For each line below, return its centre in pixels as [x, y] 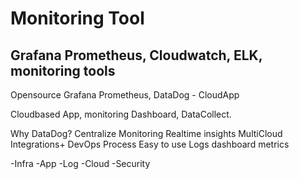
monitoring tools [63, 70]
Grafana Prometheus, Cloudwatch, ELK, [136, 55]
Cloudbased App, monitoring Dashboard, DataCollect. [121, 114]
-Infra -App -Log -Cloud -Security [80, 163]
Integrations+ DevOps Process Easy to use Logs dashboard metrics [150, 144]
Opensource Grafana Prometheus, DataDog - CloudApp [125, 95]
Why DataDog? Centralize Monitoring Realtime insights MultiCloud [146, 133]
